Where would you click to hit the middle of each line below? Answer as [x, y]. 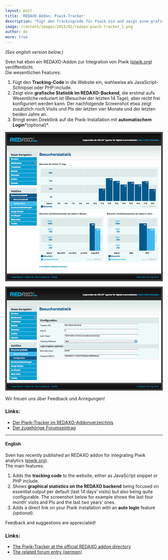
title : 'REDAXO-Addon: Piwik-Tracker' [45, 16]
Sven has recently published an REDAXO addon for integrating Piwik [75, 455]
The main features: [24, 466]
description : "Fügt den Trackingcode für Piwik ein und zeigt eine [77, 21]
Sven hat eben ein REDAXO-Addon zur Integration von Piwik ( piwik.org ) [79, 62]
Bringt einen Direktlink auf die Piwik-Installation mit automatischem [82, 120]
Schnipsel [23, 87]
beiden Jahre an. [30, 114]
